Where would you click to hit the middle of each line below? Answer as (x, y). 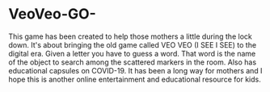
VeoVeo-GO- (53, 14)
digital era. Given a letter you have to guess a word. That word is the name (132, 53)
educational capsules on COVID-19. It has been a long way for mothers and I (135, 70)
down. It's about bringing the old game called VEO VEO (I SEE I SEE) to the (133, 44)
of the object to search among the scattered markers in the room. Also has (133, 62)
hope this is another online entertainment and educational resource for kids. (135, 79)
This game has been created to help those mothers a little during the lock (130, 36)
